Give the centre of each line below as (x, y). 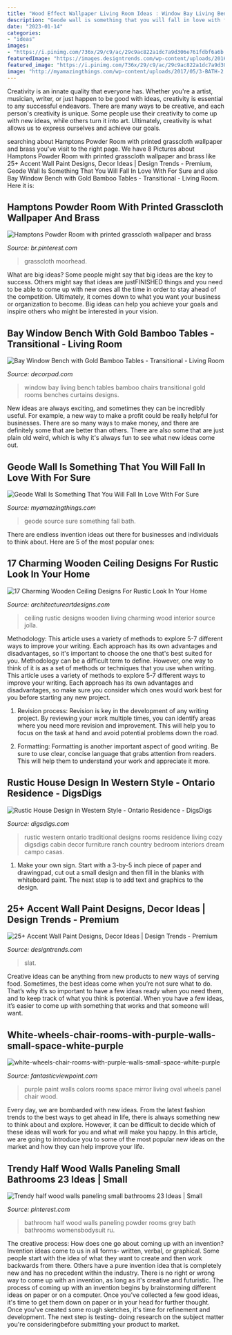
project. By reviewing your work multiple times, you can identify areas (116, 718)
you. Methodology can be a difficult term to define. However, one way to (110, 661)
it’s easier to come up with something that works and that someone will (108, 1006)
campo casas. (44, 851)
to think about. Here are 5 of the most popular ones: (81, 542)
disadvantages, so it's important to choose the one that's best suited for (110, 653)
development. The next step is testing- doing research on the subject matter (116, 1317)
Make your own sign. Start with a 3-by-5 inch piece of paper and (109, 865)
